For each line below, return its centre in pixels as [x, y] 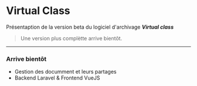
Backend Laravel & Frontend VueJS [57, 78]
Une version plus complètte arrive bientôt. [71, 38]
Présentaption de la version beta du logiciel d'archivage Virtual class [90, 27]
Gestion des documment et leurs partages [65, 72]
